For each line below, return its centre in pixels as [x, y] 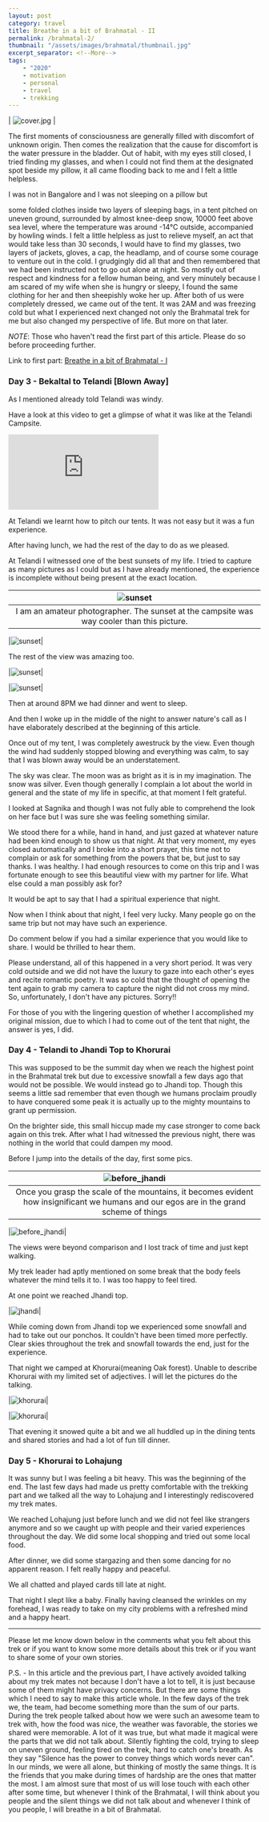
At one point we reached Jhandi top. [68, 1295]
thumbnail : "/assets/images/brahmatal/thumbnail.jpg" [100, 46]
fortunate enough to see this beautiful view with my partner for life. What [128, 874]
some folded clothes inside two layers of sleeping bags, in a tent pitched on [133, 210]
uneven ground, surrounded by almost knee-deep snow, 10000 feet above [131, 218]
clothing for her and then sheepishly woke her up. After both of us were [126, 296]
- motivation [44, 75]
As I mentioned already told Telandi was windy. [86, 399]
